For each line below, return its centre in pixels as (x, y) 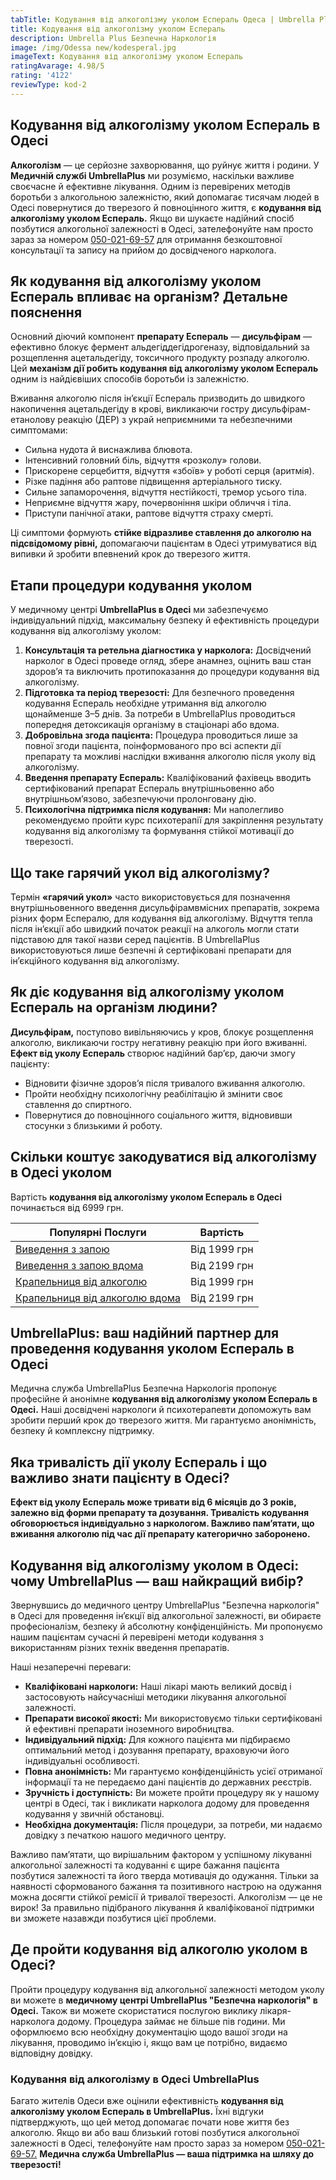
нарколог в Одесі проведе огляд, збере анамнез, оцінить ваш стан (168, 661)
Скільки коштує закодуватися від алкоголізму (164, 1157)
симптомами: (39, 430)
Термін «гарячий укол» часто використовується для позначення (150, 897)
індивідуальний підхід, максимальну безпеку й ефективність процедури (165, 620)
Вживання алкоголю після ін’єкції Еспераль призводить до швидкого (158, 398)
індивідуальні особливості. (82, 1761)
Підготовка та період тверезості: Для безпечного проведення (159, 693)
